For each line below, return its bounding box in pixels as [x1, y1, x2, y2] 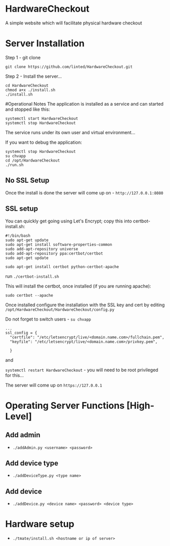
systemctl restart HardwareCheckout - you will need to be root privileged [5, 367, 158, 373]
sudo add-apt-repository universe [5, 246, 79, 251]
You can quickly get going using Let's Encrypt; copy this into [5, 218, 132, 224]
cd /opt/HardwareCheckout [5, 158, 60, 163]
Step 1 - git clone [5, 54, 41, 60]
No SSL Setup [5, 176, 50, 185]
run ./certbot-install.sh [5, 273, 59, 279]
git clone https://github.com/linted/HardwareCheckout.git [5, 64, 133, 69]
